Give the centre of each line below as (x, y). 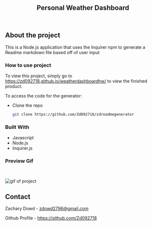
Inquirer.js (22, 148)
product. (14, 86)
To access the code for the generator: (44, 96)
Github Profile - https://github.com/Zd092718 (51, 218)
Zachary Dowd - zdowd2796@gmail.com (47, 209)
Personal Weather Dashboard (83, 8)
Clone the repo (27, 105)
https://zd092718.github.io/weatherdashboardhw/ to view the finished (76, 81)
